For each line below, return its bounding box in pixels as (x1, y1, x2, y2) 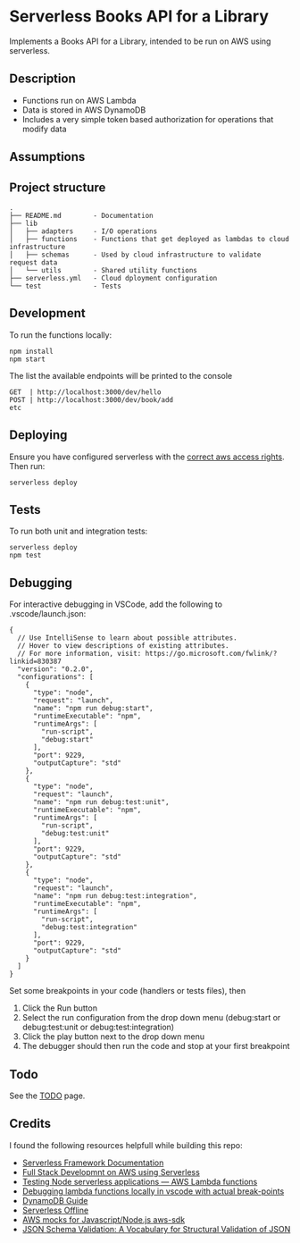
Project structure (9, 180, 106, 195)
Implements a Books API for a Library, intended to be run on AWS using (9, 36, 271, 46)
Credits (9, 1116, 52, 1131)
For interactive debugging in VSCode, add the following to (9, 599, 223, 609)
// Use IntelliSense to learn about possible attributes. (17, 634, 238, 642)
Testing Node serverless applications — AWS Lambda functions (21, 1176, 258, 1187)
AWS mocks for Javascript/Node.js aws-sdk (21, 1214, 186, 1225)
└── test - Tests (9, 281, 122, 290)
